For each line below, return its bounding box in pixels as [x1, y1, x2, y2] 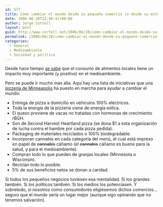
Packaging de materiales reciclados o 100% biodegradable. [12, 131, 131, 137]
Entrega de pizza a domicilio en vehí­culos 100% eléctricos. [12, 100, 130, 106]
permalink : [5, 34, 27, 39]
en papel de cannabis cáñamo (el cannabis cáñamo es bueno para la [12, 141, 150, 147]
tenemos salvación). [5, 197, 46, 203]
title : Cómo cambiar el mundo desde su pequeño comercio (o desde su [5, 12, 149, 17]
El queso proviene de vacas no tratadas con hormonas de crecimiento [12, 110, 153, 116]
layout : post [5, 25, 32, 30]
